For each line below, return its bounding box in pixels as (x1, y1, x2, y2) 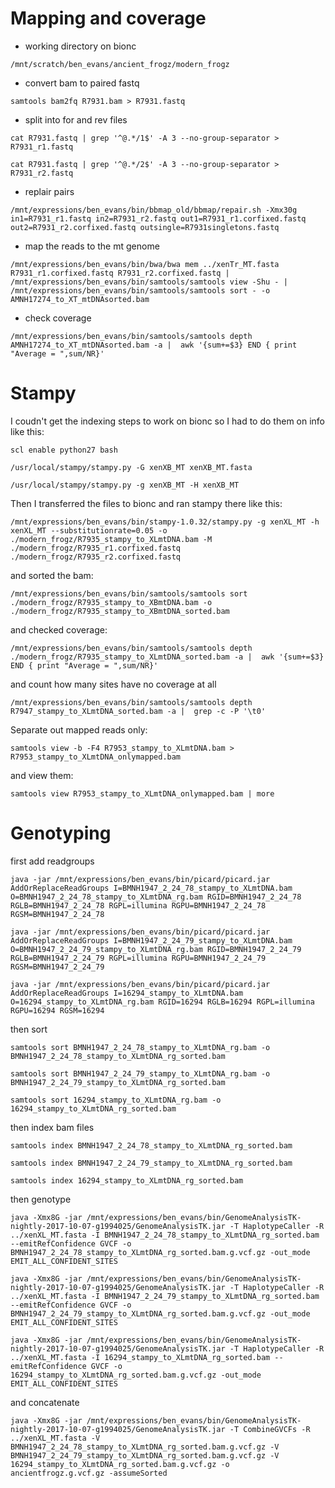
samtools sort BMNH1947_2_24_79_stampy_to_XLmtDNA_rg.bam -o (10, 1068, 271, 1079)
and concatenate (10, 1396, 80, 1408)
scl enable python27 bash (10, 445, 118, 455)
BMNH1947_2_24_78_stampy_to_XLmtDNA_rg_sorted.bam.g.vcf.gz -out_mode (10, 1247, 311, 1257)
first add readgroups (10, 855, 95, 867)
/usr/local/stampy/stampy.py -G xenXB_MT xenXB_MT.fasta (10, 462, 253, 472)
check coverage (24, 312, 92, 324)
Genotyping (10, 822, 112, 845)
